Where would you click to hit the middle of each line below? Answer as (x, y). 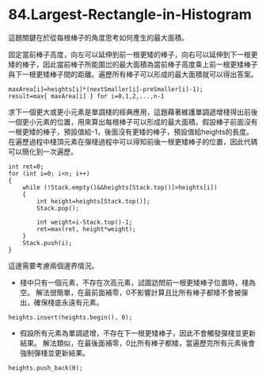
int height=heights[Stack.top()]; (93, 201)
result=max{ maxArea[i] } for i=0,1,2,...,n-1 (86, 96)
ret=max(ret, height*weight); (86, 229)
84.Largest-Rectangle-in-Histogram (130, 15)
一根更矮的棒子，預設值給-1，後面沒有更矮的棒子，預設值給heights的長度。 (131, 132)
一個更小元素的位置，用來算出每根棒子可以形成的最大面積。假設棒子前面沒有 (133, 121)
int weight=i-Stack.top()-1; (85, 222)
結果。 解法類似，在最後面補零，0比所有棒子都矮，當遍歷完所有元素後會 (137, 343)
